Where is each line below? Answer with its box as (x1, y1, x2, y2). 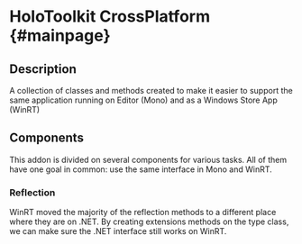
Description (9, 61, 77, 77)
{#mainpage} (9, 25, 111, 46)
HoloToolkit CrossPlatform (9, 6, 210, 27)
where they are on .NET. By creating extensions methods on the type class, (9, 216, 289, 227)
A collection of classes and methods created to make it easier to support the (9, 86, 293, 95)
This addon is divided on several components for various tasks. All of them (9, 154, 287, 165)
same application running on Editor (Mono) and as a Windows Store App (9, 95, 278, 105)
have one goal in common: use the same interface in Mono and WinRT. (9, 164, 272, 175)
